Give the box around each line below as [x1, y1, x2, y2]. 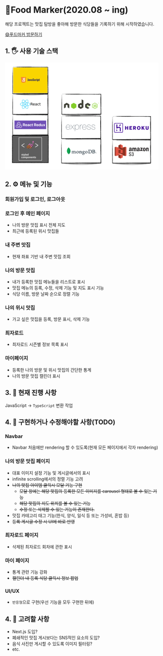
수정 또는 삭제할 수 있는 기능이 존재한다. [19, 506, 95, 512]
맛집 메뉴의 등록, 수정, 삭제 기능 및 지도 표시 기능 [12, 284, 104, 291]
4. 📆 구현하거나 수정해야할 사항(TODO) [5, 418, 116, 426]
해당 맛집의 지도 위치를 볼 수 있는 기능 [19, 500, 91, 506]
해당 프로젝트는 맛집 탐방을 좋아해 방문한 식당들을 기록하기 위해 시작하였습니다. [5, 21, 155, 27]
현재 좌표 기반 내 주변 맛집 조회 [12, 253, 71, 259]
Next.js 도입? [12, 629, 38, 635]
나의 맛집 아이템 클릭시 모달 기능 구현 [12, 482, 83, 488]
